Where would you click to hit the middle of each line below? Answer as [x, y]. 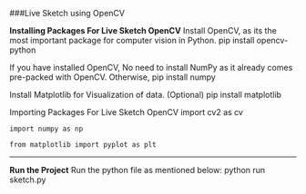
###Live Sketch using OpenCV [67, 13]
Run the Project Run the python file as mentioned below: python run [138, 170]
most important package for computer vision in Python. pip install [132, 40]
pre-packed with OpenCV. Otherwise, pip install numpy [112, 77]
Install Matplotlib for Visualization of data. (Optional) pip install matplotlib [146, 95]
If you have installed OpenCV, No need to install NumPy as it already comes [151, 68]
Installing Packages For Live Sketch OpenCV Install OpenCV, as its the [143, 30]
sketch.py [28, 179]
